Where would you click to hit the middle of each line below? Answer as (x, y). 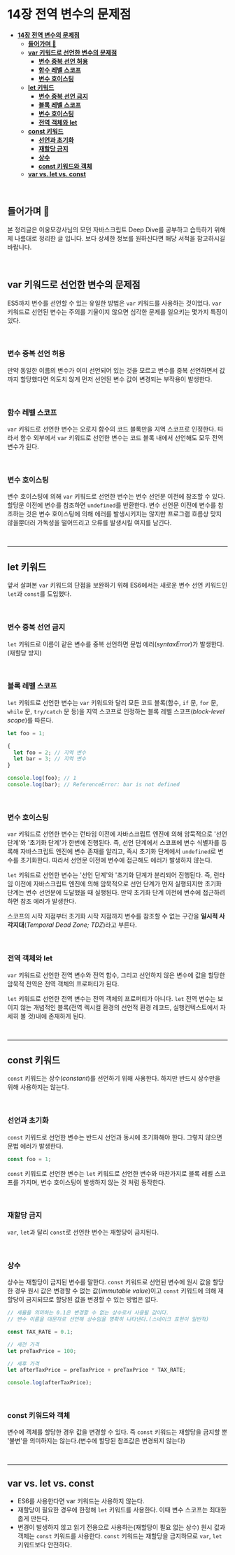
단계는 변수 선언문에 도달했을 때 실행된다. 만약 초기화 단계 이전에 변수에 (104, 893)
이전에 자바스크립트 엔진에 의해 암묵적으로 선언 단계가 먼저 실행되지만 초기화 (118, 884)
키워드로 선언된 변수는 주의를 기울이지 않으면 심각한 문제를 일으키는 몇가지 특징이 (117, 311)
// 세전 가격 (23, 1344)
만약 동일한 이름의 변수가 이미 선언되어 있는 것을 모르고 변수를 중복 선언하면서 (113, 370)
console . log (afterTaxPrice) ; (50, 1383)
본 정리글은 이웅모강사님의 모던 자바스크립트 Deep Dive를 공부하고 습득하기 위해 (116, 229)
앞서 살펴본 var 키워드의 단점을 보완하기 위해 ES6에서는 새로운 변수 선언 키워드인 (117, 585)
